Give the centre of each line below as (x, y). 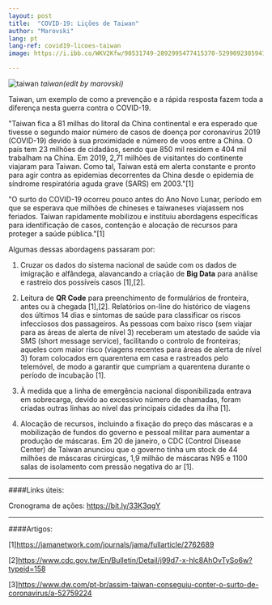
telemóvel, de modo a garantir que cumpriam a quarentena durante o (135, 366)
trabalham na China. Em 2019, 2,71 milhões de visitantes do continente (126, 158)
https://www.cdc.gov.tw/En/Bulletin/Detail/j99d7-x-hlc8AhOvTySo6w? (135, 560)
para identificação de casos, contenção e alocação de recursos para (123, 225)
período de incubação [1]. (63, 375)
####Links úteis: (36, 490)
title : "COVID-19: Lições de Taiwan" (74, 23)
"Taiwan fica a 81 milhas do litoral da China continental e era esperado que (133, 123)
